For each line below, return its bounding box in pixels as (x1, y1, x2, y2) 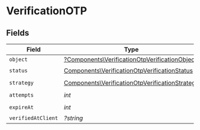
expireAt (9, 104, 34, 110)
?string (63, 114, 83, 122)
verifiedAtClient (9, 115, 58, 121)
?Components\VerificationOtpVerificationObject (63, 55, 197, 64)
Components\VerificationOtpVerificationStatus (63, 66, 193, 75)
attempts (9, 91, 34, 99)
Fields (6, 28, 30, 38)
